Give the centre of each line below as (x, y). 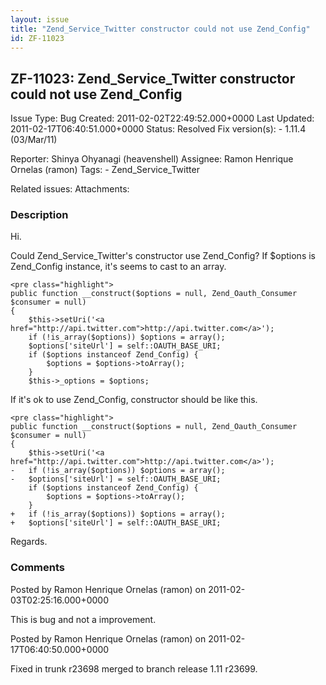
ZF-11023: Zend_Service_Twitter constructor (153, 78)
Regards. (29, 542)
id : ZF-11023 (37, 38)
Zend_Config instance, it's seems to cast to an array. (118, 267)
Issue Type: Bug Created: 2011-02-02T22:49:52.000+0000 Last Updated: (162, 118)
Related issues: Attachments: (70, 189)
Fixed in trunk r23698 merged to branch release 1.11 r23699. (134, 668)
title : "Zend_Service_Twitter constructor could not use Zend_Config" (160, 29)
